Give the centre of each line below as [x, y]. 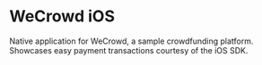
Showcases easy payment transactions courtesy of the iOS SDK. [129, 50]
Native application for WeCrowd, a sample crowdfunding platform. [131, 41]
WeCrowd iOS [62, 16]
